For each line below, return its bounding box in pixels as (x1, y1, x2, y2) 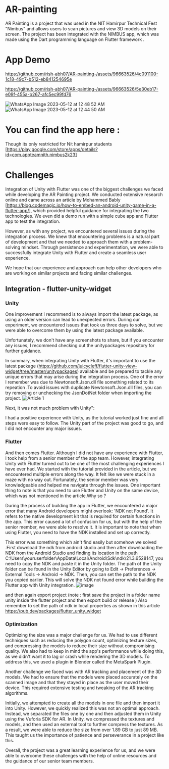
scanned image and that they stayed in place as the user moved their (5, 680, 149, 686)
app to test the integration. (5, 218, 61, 224)
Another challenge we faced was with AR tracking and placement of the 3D (5, 668, 161, 675)
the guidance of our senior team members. (5, 758, 94, 764)
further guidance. (5, 348, 42, 354)
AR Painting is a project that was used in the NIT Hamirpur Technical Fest (5, 20, 157, 26)
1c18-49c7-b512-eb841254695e (5, 76, 72, 82)
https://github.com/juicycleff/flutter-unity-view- (38, 363, 137, 369)
